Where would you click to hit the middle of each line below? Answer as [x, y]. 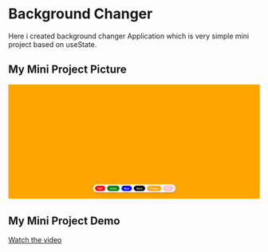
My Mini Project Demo [64, 221]
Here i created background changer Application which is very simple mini [129, 36]
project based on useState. [53, 44]
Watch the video [35, 240]
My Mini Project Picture [68, 70]
